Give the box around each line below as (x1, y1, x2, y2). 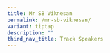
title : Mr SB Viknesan (7, 10, 73, 17)
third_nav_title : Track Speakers (7, 36, 104, 43)
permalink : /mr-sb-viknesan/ (7, 17, 91, 23)
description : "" (7, 29, 54, 36)
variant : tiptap (7, 23, 54, 30)
